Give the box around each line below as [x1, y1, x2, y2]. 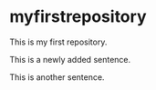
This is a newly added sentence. [9, 54, 131, 65]
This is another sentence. [9, 71, 105, 83]
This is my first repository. [9, 36, 108, 47]
